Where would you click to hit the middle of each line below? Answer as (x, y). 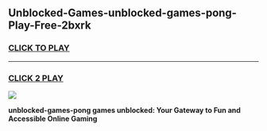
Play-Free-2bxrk (50, 26)
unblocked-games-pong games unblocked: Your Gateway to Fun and (124, 110)
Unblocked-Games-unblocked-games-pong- (122, 13)
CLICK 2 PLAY (36, 78)
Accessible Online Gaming (53, 118)
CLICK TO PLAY (39, 48)
